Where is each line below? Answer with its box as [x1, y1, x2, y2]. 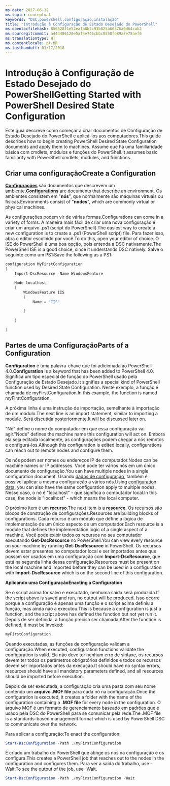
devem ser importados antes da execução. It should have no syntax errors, [5, 662, 161, 668]
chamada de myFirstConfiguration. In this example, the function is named [5, 390, 157, 396]
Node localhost [14, 280, 47, 285]
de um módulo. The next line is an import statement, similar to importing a [5, 410, 158, 416]
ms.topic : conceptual [5, 12, 51, 17]
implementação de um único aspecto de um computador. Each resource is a [5, 521, 163, 527]
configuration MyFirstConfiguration [5, 261, 83, 267]
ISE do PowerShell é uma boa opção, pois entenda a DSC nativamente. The [5, 241, 161, 247]
